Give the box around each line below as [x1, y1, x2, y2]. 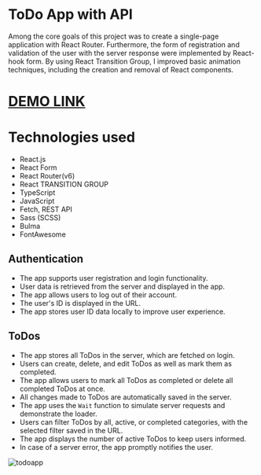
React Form [19, 163, 57, 172]
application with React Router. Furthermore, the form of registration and [8, 39, 240, 49]
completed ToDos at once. [19, 384, 106, 393]
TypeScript [19, 188, 56, 197]
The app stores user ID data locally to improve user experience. [19, 307, 226, 316]
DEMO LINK [8, 93, 86, 111]
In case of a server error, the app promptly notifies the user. [19, 442, 214, 451]
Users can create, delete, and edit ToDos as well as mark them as [19, 359, 232, 368]
